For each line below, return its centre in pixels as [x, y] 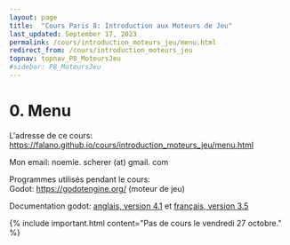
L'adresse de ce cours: [51, 135]
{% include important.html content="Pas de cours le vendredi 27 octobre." [145, 223]
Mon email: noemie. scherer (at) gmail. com [89, 162]
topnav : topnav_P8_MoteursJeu [65, 59]
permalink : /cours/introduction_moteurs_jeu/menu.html [113, 42]
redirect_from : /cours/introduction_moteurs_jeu [101, 51]
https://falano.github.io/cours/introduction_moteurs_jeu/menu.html [132, 145]
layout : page [33, 17]
